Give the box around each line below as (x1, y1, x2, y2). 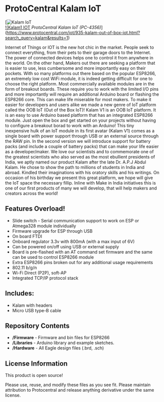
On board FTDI (12, 233, 43, 239)
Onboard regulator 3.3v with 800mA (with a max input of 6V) (12, 239, 135, 244)
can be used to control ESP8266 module (12, 254, 94, 260)
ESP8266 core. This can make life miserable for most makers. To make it (5, 96, 152, 102)
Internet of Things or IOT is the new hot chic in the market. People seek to (5, 44, 154, 50)
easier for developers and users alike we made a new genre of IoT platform (5, 102, 157, 107)
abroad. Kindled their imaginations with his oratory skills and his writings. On (5, 169, 160, 175)
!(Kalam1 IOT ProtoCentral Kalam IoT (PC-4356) (5, 24, 101, 30)
